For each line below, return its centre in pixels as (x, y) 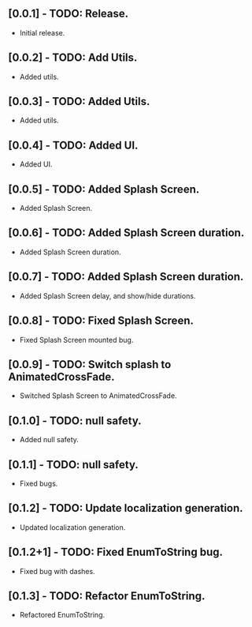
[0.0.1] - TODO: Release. (69, 14)
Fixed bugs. (39, 483)
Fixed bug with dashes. (57, 571)
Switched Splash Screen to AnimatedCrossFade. (98, 396)
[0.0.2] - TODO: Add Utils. (73, 58)
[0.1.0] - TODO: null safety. (75, 421)
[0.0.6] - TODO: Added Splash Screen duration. (126, 233)
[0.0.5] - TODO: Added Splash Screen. (104, 189)
